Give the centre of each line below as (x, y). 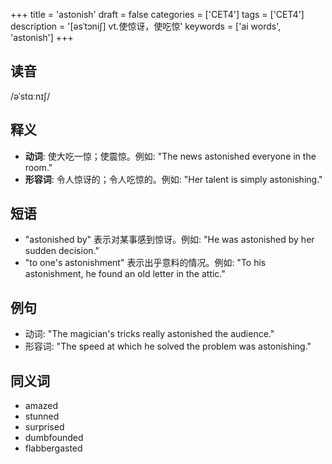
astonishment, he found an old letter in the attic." (125, 274)
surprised (44, 427)
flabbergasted (53, 448)
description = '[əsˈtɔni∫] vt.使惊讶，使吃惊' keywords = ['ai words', (146, 26)
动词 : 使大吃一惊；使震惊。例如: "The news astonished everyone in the (170, 156)
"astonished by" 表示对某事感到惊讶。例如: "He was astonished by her (169, 240)
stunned (42, 416)
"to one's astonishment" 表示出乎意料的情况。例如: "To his (145, 263)
